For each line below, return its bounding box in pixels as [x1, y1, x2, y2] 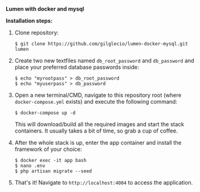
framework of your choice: [14, 145, 82, 153]
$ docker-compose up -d [14, 110, 76, 116]
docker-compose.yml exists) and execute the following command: [14, 98, 177, 105]
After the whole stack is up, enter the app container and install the [14, 139, 182, 146]
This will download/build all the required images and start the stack [14, 121, 185, 128]
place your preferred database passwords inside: [14, 64, 139, 71]
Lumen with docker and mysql [6, 6, 84, 12]
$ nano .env [14, 163, 45, 169]
